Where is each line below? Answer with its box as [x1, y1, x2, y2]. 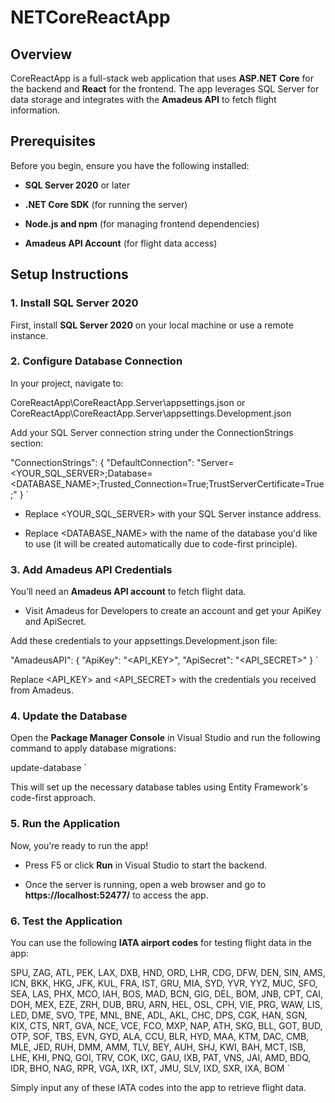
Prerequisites [10, 133, 96, 150]
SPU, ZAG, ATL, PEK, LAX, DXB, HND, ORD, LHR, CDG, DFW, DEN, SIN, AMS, [10, 966, 326, 978]
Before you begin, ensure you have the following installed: [10, 159, 250, 171]
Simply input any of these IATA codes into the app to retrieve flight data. [10, 1081, 307, 1093]
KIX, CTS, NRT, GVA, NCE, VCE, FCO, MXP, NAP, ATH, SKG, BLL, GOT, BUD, [10, 1019, 323, 1031]
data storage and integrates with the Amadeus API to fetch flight [10, 94, 277, 105]
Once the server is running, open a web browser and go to [24, 878, 267, 890]
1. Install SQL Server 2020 [10, 296, 139, 310]
